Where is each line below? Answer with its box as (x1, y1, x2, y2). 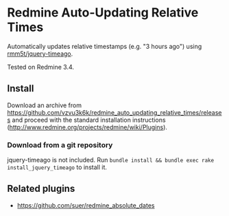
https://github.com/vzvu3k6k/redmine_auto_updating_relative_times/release (7, 108, 222, 116)
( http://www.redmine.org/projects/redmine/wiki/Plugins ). (7, 122, 168, 131)
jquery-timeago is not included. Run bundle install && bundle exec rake (7, 156, 215, 164)
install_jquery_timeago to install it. (7, 163, 108, 171)
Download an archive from (7, 101, 82, 109)
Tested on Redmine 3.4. (7, 63, 74, 71)
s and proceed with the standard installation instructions (7, 116, 166, 124)
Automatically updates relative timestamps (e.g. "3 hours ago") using (7, 42, 202, 50)
